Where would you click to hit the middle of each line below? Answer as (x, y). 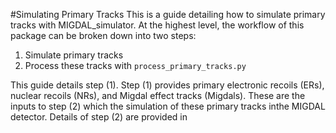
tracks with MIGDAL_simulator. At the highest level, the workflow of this (157, 25)
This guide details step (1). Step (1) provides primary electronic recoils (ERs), (167, 85)
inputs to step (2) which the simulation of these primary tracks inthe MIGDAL (168, 106)
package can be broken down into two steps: (103, 35)
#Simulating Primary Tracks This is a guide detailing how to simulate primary (168, 14)
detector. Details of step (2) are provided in (99, 117)
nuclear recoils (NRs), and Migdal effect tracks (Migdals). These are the (158, 95)
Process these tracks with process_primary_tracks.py (135, 65)
